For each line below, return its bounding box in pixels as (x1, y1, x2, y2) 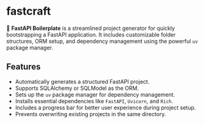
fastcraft (6, 4, 51, 18)
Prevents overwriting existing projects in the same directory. (15, 110, 166, 117)
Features (6, 62, 41, 72)
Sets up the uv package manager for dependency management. (15, 90, 175, 98)
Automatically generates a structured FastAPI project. (15, 78, 150, 85)
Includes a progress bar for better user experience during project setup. (15, 104, 196, 111)
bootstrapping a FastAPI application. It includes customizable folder (6, 31, 176, 38)
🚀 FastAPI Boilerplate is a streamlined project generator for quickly (6, 24, 175, 32)
